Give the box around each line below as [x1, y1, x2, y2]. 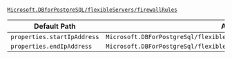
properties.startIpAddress [10, 33, 99, 40]
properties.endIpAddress [10, 43, 93, 50]
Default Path [34, 21, 76, 31]
